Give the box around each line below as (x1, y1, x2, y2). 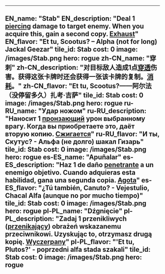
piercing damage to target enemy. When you (5, 22, 144, 31)
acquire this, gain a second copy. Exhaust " (5, 30, 139, 38)
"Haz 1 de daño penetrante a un (55, 161, 154, 169)
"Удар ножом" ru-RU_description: (38, 107, 147, 115)
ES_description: (5, 161, 55, 169)
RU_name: (5, 107, 37, 115)
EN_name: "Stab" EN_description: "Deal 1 (5, 14, 135, 23)
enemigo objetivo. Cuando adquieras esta (5, 169, 136, 177)
